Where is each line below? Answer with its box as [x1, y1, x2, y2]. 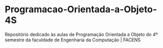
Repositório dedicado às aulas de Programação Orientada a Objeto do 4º [5, 31, 158, 37]
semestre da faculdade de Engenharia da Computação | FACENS [5, 37, 141, 43]
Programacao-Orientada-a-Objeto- [5, 4, 157, 15]
